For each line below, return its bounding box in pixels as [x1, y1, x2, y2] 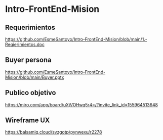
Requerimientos [5, 23, 55, 32]
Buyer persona [5, 56, 52, 64]
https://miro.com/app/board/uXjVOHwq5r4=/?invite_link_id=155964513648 [5, 101, 158, 107]
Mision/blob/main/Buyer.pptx [5, 74, 64, 80]
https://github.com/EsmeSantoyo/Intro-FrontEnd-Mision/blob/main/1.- [5, 36, 147, 42]
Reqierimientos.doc [5, 42, 45, 47]
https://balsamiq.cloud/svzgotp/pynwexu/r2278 [5, 129, 102, 135]
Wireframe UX [5, 116, 50, 125]
